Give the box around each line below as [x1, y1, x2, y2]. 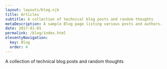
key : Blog [10, 40, 30, 45]
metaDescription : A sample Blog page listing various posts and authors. [5, 21, 163, 26]
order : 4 [10, 44, 28, 49]
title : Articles [5, 12, 39, 17]
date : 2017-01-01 [5, 26, 42, 31]
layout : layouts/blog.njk [5, 7, 59, 12]
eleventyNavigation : [5, 35, 49, 40]
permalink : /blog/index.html [5, 30, 66, 35]
